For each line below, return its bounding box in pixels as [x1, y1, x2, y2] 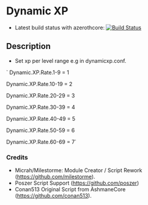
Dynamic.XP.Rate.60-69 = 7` [6, 138, 76, 145]
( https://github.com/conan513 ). [14, 192, 92, 200]
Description [6, 41, 51, 51]
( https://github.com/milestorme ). [14, 173, 95, 180]
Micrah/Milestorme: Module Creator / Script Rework [14, 167, 143, 174]
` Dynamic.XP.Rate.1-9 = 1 [6, 69, 70, 76]
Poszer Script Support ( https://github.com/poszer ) [14, 179, 139, 186]
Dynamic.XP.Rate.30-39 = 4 [6, 103, 76, 111]
